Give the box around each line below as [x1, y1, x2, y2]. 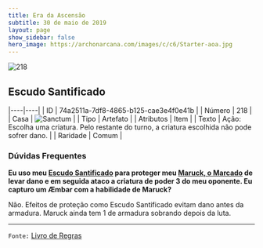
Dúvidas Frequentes [8, 150, 87, 161]
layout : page [8, 26, 51, 34]
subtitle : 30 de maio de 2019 [8, 19, 107, 27]
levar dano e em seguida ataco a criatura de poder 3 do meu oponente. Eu [8, 177, 253, 186]
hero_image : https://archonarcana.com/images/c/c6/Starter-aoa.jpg [8, 41, 233, 49]
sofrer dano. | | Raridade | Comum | [8, 130, 123, 140]
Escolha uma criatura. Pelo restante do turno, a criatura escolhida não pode [8, 122, 252, 132]
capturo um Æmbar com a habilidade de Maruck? [8, 185, 172, 195]
